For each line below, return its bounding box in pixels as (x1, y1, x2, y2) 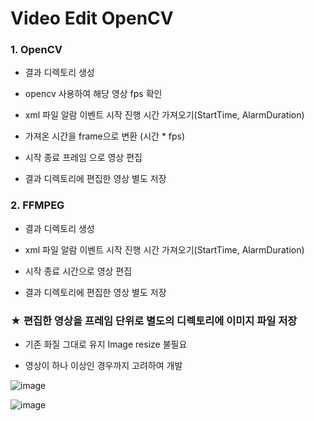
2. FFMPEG (10, 198, 65, 212)
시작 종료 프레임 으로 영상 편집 (24, 152, 143, 164)
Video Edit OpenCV (10, 7, 174, 30)
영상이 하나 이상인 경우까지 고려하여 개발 (24, 360, 183, 372)
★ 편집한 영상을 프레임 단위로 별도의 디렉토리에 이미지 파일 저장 (10, 313, 298, 327)
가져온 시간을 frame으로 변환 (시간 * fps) (24, 130, 186, 142)
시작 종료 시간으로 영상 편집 (24, 265, 133, 277)
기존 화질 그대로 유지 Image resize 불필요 (24, 338, 188, 351)
